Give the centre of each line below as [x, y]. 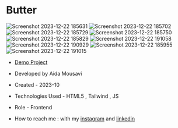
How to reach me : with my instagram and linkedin [75, 118]
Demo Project [31, 62]
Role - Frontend [33, 107]
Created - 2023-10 [37, 84]
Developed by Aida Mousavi [48, 73]
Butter [21, 10]
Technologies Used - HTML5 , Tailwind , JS [67, 96]
